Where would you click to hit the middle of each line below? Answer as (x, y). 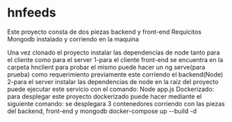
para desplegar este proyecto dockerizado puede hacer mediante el (105, 96)
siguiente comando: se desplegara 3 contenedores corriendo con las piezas (116, 103)
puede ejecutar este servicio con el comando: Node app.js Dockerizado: (111, 89)
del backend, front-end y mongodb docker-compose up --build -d (102, 111)
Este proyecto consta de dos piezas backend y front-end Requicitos (105, 32)
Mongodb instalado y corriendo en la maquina (73, 39)
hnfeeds (32, 13)
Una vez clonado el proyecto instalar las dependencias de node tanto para (114, 52)
